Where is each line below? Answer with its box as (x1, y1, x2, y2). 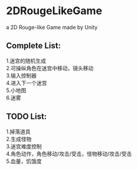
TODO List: (6, 112, 47, 122)
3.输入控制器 (6, 72, 37, 79)
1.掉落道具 (6, 128, 31, 135)
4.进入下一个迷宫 (6, 79, 47, 86)
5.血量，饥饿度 (6, 158, 42, 165)
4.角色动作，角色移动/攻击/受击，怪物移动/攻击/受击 (6, 150, 132, 157)
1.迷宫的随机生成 (6, 57, 46, 64)
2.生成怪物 (6, 135, 32, 142)
